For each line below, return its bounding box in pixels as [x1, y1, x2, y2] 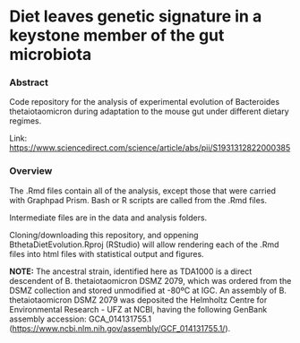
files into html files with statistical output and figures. [9, 248, 204, 259]
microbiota [9, 45, 92, 64]
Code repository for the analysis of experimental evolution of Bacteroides [9, 97, 280, 107]
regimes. [9, 116, 42, 126]
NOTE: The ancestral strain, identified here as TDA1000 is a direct [9, 266, 253, 277]
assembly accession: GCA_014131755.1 [9, 313, 152, 324]
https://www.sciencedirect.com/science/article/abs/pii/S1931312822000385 [9, 142, 291, 153]
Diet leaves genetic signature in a [9, 6, 262, 27]
